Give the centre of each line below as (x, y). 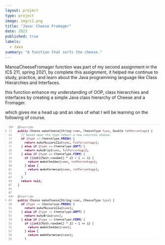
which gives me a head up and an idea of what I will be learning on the (77, 112)
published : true (22, 37)
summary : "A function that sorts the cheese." (54, 52)
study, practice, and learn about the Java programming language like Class (81, 77)
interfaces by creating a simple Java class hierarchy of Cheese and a (75, 97)
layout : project (22, 10)
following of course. (25, 117)
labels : (13, 42)
